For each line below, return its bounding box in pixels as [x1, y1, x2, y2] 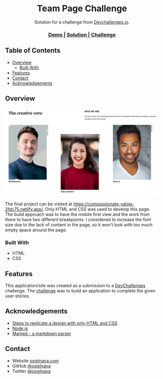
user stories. [5, 293, 30, 299]
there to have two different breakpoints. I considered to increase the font [5, 216, 151, 223]
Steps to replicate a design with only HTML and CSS [12, 320, 118, 326]
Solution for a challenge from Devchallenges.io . [34, 19, 130, 25]
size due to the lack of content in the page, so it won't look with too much [5, 222, 153, 227]
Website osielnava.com [12, 357, 59, 363]
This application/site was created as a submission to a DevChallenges [5, 283, 145, 289]
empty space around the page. [5, 227, 67, 233]
